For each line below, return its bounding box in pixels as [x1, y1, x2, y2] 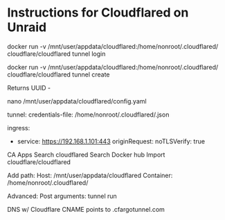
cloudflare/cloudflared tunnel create [7, 70, 110, 79]
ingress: [7, 123, 30, 132]
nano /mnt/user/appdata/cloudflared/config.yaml [7, 97, 147, 105]
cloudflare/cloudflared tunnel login [7, 50, 106, 58]
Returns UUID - [7, 83, 51, 92]
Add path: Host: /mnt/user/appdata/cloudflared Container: [7, 171, 173, 179]
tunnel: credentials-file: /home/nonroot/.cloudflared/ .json [7, 110, 170, 119]
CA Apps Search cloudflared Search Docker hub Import [7, 150, 165, 159]
